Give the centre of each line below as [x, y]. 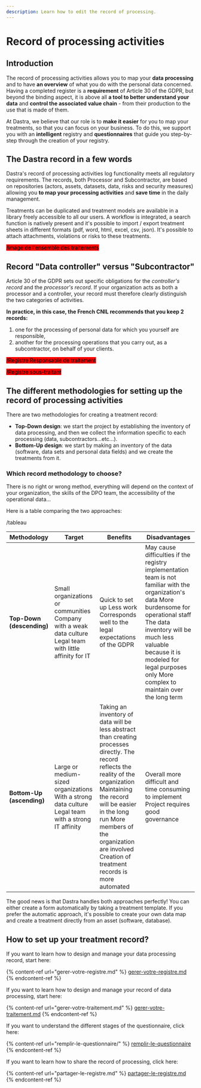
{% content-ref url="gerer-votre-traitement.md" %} [70, 1008]
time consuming [167, 790]
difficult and [162, 782]
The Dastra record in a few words [69, 159]
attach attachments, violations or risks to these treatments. [79, 236]
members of [117, 827]
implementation [167, 570]
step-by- [181, 134]
